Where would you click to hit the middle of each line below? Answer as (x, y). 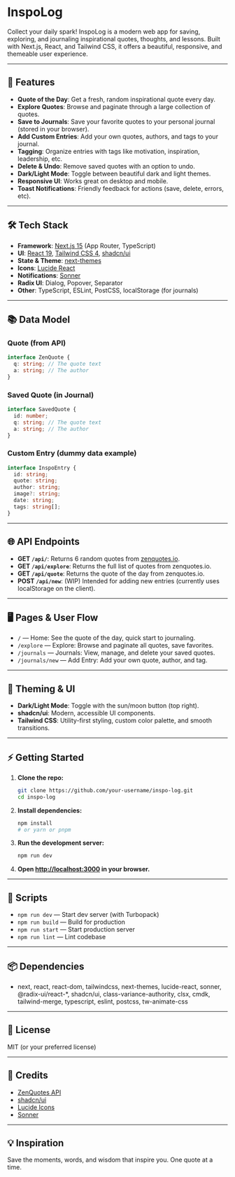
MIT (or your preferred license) (52, 1047)
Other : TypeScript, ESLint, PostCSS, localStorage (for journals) (108, 290)
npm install (35, 823)
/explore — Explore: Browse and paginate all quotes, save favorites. (115, 645)
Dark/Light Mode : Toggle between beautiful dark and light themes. (114, 173)
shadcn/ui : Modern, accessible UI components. (86, 713)
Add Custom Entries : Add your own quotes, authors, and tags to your (118, 136)
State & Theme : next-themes (59, 260)
